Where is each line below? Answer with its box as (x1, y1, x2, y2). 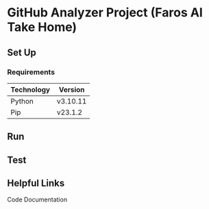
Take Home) (7, 19, 77, 35)
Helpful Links (7, 177, 65, 189)
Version (58, 84, 85, 94)
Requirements (7, 67, 56, 77)
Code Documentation (7, 195, 67, 204)
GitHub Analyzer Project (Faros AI (7, 5, 204, 21)
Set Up (7, 47, 36, 58)
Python (10, 96, 34, 106)
